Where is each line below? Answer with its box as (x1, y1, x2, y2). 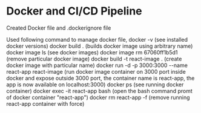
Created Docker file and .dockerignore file (6, 24, 111, 31)
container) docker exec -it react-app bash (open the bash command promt (6, 87, 193, 94)
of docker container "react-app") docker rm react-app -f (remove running (6, 94, 190, 101)
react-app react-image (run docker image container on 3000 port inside (6, 68, 186, 75)
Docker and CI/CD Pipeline (6, 4, 142, 18)
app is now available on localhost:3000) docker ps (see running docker (6, 80, 184, 88)
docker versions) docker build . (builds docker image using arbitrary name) (6, 42, 193, 50)
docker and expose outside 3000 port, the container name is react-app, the (6, 74, 195, 82)
